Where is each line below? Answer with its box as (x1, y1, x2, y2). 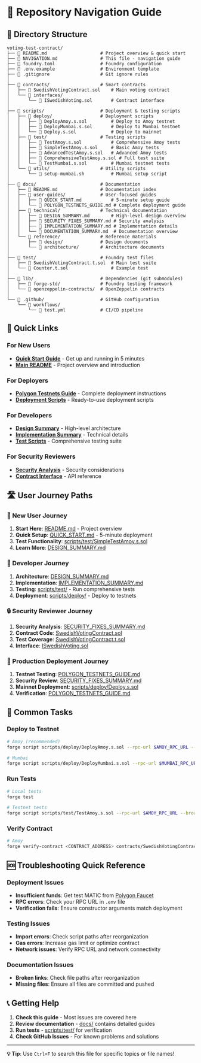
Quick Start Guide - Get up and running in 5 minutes (15, 355, 145, 362)
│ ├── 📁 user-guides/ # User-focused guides (7, 192, 157, 198)
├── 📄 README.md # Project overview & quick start (7, 50, 186, 56)
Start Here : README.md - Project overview (15, 525, 123, 532)
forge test (7, 794, 34, 800)
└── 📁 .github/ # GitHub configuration (7, 296, 160, 302)
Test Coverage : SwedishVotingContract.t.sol (15, 635, 126, 643)
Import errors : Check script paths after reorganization (15, 933, 149, 940)
